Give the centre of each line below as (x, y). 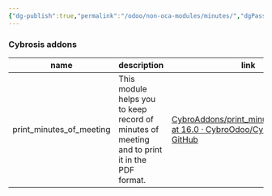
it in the (133, 160)
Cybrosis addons (42, 44)
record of (136, 119)
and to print (140, 149)
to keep (133, 109)
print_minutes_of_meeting (62, 129)
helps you (137, 99)
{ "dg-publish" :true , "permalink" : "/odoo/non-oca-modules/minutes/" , (125, 16)
